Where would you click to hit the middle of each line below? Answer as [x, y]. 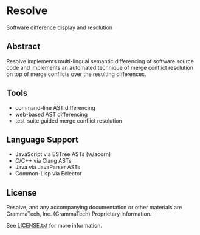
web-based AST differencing [51, 114]
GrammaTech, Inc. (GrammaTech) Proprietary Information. [79, 214]
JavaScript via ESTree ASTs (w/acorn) [63, 154]
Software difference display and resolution [60, 27]
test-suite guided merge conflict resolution [69, 121]
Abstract [23, 46]
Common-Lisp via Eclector [48, 174]
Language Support [43, 139]
